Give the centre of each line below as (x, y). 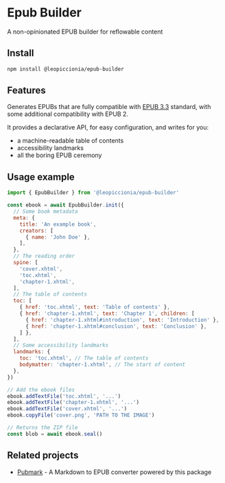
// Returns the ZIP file (43, 427)
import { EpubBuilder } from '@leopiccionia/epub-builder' (93, 193)
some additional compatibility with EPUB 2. (68, 114)
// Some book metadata (46, 211)
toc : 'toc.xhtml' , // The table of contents (84, 358)
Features (26, 91)
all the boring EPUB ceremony (59, 155)
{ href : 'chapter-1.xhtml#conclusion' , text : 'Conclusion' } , (116, 326)
